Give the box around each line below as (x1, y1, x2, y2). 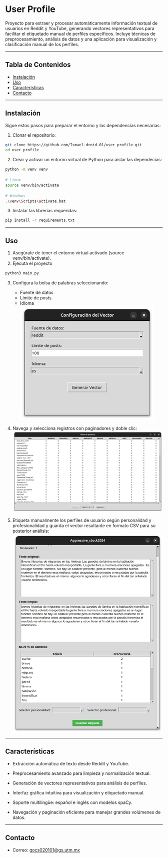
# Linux (5, 178, 21, 183)
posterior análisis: (12, 528, 49, 534)
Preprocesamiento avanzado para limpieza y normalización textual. (12, 770, 151, 776)
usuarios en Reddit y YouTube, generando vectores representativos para (5, 25, 154, 31)
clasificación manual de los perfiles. (5, 41, 79, 47)
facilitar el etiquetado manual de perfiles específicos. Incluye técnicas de (5, 31, 156, 37)
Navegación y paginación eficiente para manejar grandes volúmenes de (12, 809, 161, 815)
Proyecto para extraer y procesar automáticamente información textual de (5, 20, 158, 26)
